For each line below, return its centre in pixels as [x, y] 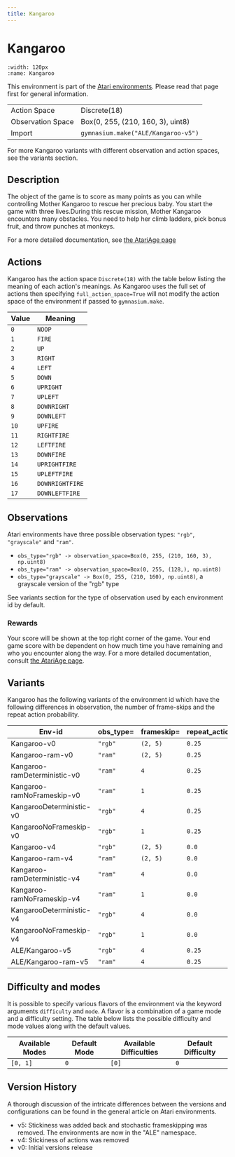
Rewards [23, 623]
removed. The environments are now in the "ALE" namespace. [107, 1132]
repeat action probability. [43, 715]
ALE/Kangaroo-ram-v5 [50, 962]
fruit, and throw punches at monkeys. [61, 226]
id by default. [26, 605]
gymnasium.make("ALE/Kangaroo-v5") [140, 133]
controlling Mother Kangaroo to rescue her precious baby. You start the [110, 204]
